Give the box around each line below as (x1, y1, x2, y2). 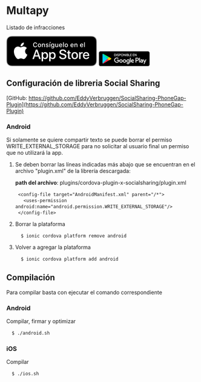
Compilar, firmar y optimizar (6, 318, 76, 325)
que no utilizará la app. (6, 149, 64, 157)
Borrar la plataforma (15, 220, 65, 228)
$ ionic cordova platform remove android (21, 233, 127, 239)
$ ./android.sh (12, 330, 50, 336)
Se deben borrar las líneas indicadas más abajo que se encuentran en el (15, 161, 196, 168)
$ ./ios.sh (12, 371, 39, 377)
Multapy (6, 4, 50, 18)
